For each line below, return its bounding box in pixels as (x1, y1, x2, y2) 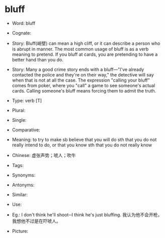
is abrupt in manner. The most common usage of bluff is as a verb (12, 46, 149, 52)
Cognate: (12, 30, 31, 36)
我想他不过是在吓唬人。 (12, 218, 61, 224)
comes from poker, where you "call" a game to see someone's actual (12, 82, 155, 89)
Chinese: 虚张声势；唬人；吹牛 (12, 152, 76, 158)
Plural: (12, 107, 26, 113)
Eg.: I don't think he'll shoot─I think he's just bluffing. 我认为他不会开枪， (12, 211, 162, 217)
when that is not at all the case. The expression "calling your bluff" (12, 77, 150, 83)
